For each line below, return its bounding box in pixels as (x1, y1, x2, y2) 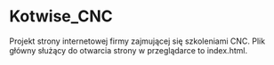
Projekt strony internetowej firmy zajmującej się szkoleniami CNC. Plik (9, 36, 265, 46)
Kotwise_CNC (9, 6, 113, 27)
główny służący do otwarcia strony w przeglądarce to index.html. (9, 45, 247, 55)
